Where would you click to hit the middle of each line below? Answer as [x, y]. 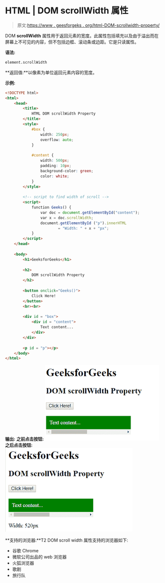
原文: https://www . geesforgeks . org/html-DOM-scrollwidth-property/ [88, 25]
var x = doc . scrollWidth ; [67, 218]
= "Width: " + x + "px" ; [83, 228]
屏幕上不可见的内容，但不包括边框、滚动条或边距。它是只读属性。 [72, 42]
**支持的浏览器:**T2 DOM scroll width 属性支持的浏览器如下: [66, 540]
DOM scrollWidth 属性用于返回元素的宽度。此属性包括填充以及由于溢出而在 [82, 36]
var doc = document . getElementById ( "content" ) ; [90, 213]
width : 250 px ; [55, 134]
